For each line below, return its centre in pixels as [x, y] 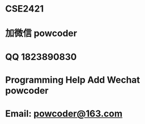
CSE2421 [24, 9]
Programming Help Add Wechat [72, 80]
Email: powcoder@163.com [64, 113]
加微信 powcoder [41, 34]
